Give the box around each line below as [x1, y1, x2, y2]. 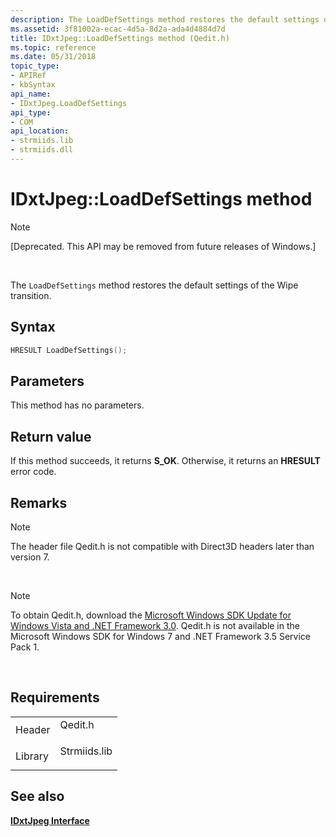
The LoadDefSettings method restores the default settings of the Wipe [10, 279, 299, 291]
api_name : [10, 89, 52, 99]
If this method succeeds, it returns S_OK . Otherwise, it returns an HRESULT [10, 455, 321, 467]
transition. [10, 289, 52, 301]
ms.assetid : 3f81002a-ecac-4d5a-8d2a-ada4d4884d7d [10, 24, 226, 34]
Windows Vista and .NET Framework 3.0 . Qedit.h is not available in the [10, 619, 300, 631]
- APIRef [10, 71, 47, 81]
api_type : [10, 107, 52, 118]
